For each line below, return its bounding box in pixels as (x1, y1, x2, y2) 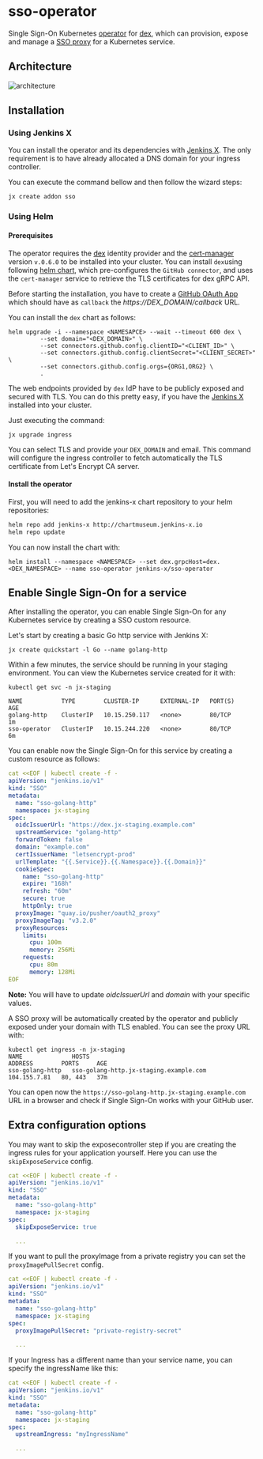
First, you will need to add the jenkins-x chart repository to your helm (8, 497, 233, 506)
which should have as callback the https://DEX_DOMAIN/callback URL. (8, 297, 241, 307)
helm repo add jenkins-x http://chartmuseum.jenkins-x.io (8, 520, 203, 528)
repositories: (8, 505, 50, 515)
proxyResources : (15, 924, 69, 932)
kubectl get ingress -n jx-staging (8, 1045, 126, 1053)
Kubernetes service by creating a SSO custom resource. (8, 615, 191, 625)
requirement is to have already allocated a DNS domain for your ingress (8, 153, 241, 164)
